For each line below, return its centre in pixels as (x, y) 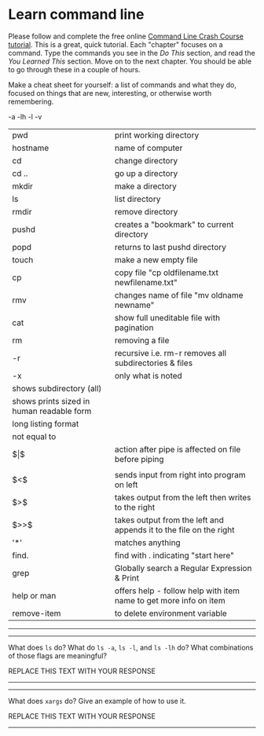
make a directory (145, 186)
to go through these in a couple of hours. (74, 69)
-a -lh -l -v (25, 116)
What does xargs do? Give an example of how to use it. (97, 701)
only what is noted (148, 375)
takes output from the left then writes (183, 497)
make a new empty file (156, 259)
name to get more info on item (170, 600)
